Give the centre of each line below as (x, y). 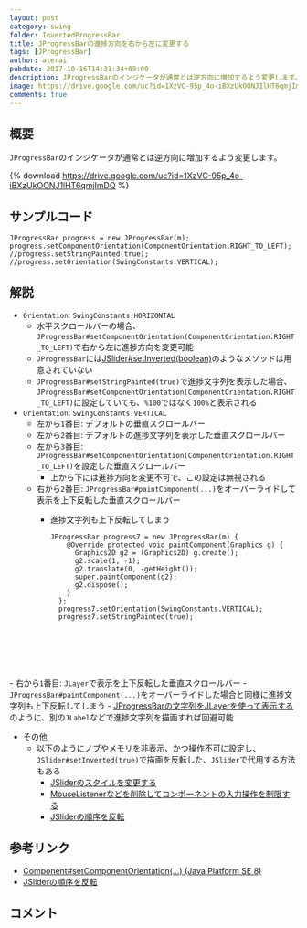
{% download (35, 176)
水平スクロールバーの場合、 (89, 325)
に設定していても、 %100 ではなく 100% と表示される (165, 402)
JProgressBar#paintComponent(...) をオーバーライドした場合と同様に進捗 (147, 694)
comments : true (38, 94)
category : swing (40, 27)
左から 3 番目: (60, 446)
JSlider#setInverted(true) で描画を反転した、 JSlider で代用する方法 (166, 759)
